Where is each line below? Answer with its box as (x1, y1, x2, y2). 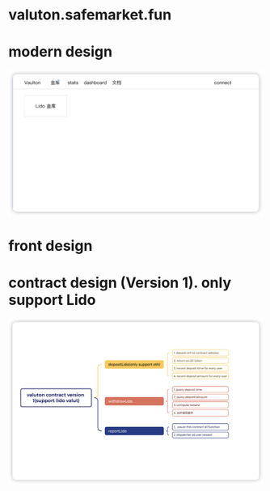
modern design (8, 43, 113, 61)
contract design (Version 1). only (8, 273, 232, 292)
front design (8, 237, 93, 256)
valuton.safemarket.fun (8, 6, 172, 24)
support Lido (8, 291, 96, 309)
